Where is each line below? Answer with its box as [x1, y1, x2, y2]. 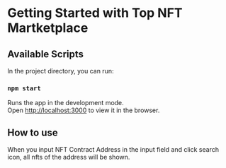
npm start [7, 84, 41, 92]
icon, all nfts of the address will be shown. [7, 153, 130, 162]
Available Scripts [7, 48, 84, 60]
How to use [7, 126, 58, 138]
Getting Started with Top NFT [7, 5, 183, 21]
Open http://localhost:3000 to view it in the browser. [7, 106, 160, 114]
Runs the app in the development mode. [7, 99, 124, 107]
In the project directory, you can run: [7, 67, 114, 75]
